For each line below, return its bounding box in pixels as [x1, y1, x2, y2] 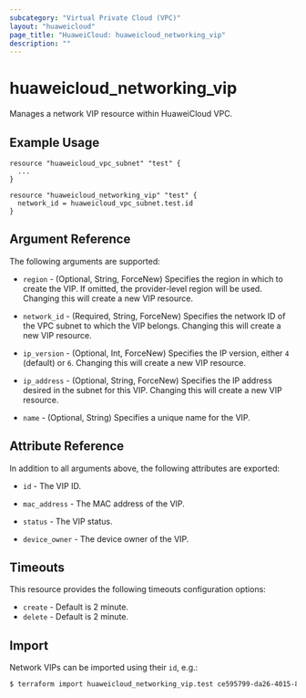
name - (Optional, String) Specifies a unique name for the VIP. [22, 412, 250, 422]
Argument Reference [9, 232, 131, 247]
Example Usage [9, 134, 100, 151]
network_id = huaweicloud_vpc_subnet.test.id [17, 199, 194, 208]
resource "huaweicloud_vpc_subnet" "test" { [9, 159, 181, 168]
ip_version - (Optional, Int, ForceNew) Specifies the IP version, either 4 [22, 348, 290, 359]
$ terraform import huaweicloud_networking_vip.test [9, 680, 214, 689]
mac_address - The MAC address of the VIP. [22, 498, 185, 509]
